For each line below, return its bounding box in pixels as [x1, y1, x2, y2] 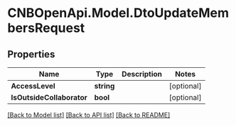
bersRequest [7, 20, 85, 36]
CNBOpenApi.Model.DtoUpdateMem [7, 5, 230, 21]
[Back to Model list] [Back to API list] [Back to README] [7, 111, 171, 119]
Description [122, 69, 162, 79]
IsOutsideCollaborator [11, 93, 87, 102]
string [94, 81, 115, 91]
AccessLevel [11, 81, 55, 91]
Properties [7, 48, 55, 60]
